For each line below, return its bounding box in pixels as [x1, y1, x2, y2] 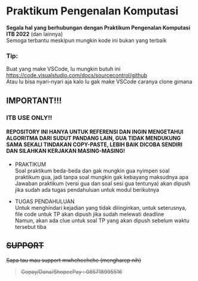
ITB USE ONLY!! [6, 113, 53, 122]
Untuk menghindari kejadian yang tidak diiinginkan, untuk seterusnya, [14, 204, 187, 211]
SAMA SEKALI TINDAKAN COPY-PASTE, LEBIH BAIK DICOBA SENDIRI [6, 141, 182, 148]
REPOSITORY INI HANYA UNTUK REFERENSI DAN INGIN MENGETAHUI [6, 128, 184, 135]
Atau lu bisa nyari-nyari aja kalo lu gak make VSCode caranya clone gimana [6, 78, 193, 85]
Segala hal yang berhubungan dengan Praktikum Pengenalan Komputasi [6, 24, 190, 31]
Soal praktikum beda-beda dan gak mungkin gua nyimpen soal [14, 167, 170, 174]
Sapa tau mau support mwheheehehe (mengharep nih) [6, 256, 142, 264]
